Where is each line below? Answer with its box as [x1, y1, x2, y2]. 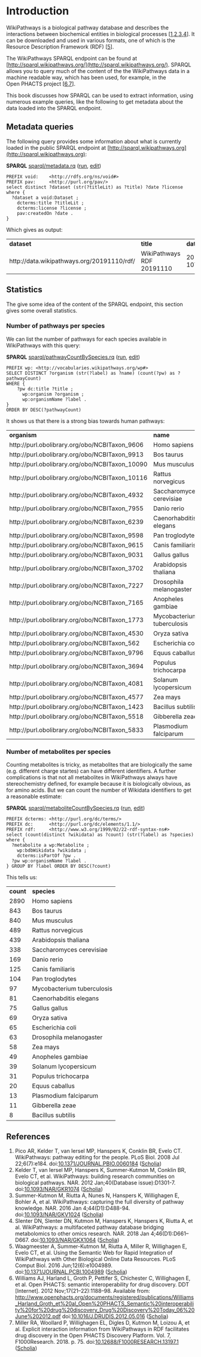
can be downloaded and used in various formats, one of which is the [6, 37, 175, 44]
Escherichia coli [32, 1023, 77, 1032]
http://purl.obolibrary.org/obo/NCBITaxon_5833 [9, 726, 144, 734]
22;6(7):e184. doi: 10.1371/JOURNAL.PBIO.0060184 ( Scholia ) [14, 1160, 162, 1167]
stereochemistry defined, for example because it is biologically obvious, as [6, 780, 191, 787]
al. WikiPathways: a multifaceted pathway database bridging [14, 1223, 165, 1231]
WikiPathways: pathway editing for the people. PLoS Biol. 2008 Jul [14, 1153, 179, 1161]
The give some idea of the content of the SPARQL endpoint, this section [6, 301, 184, 308]
